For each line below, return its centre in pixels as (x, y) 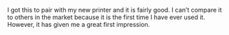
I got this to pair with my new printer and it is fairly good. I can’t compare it (114, 10)
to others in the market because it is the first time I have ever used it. (106, 17)
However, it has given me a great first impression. (79, 24)
